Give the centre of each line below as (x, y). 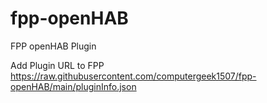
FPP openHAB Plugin (53, 46)
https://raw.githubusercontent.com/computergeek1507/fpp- (133, 76)
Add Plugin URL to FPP (57, 65)
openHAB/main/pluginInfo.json (73, 86)
